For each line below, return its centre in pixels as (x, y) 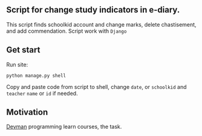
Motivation (27, 112)
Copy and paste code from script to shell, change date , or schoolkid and (96, 86)
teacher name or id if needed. (42, 93)
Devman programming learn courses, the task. (64, 127)
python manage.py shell (36, 76)
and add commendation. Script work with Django (67, 31)
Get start (23, 50)
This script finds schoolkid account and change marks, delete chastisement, (101, 24)
